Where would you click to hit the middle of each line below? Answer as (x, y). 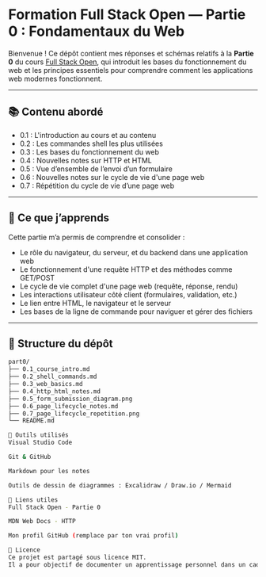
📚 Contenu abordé (56, 112)
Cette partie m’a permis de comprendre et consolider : (97, 237)
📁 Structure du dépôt (61, 344)
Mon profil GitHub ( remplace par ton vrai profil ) (93, 536)
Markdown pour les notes (49, 471)
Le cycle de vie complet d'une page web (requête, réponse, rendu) (129, 286)
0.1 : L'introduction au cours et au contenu (88, 135)
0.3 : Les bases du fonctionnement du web (89, 151)
